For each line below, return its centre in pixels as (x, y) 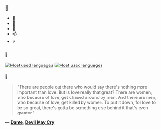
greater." (26, 113)
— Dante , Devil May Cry (30, 122)
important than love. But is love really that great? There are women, (84, 92)
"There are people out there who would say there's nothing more (82, 87)
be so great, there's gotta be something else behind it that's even (82, 107)
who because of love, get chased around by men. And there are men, (87, 97)
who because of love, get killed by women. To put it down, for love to (86, 102)
